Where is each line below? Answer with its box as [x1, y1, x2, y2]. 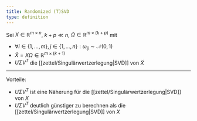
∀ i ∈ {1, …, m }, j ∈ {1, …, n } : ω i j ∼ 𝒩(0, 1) [14, 43, 113, 51]
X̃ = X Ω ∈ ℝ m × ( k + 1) [14, 51, 66, 59]
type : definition [6, 14, 49, 20]
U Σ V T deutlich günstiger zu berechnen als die [14, 100, 126, 109]
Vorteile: [6, 76, 26, 83]
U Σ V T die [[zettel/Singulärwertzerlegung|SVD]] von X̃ [14, 58, 144, 66]
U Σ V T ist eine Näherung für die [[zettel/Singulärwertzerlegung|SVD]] [14, 88, 182, 95]
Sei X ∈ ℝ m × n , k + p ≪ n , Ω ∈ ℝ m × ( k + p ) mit [6, 30, 117, 38]
